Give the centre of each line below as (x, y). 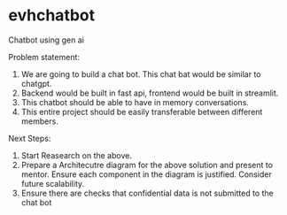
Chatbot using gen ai (47, 40)
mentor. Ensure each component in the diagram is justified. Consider (146, 174)
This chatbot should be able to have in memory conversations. (135, 102)
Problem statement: (44, 57)
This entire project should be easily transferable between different (142, 111)
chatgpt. (36, 83)
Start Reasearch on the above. (76, 155)
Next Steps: (30, 138)
